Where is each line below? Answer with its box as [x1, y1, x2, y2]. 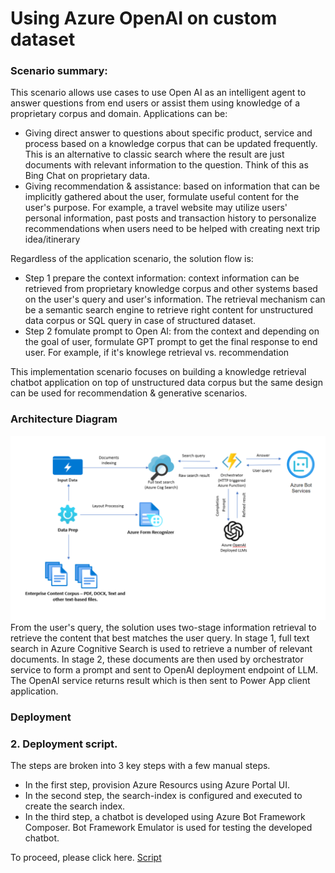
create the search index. [24, 800, 126, 812]
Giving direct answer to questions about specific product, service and [24, 127, 313, 139]
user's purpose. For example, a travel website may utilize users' [24, 202, 288, 214]
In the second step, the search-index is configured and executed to [24, 790, 303, 802]
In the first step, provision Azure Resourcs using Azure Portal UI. [24, 779, 291, 791]
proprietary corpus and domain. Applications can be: [10, 108, 228, 120]
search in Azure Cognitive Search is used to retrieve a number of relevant [10, 643, 313, 655]
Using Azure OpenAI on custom [10, 7, 278, 30]
